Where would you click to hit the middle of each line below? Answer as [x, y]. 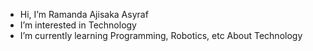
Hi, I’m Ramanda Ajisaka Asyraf [84, 14]
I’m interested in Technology [78, 25]
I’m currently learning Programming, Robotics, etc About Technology [161, 35]
